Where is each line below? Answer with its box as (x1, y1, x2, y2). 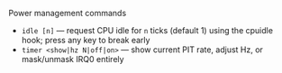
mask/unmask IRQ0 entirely (21, 54, 124, 64)
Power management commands (8, 8, 127, 18)
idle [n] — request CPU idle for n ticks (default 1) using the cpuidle (21, 25, 274, 35)
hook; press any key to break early (21, 35, 150, 45)
